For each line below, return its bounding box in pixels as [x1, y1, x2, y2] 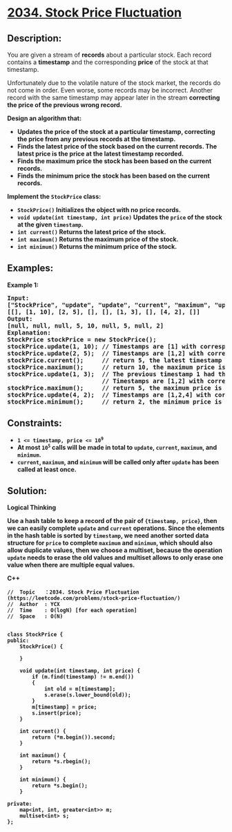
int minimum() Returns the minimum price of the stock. [17, 243, 177, 250]
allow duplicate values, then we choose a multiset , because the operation [7, 546, 223, 554]
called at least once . [17, 465, 77, 473]
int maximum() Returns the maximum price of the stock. [17, 235, 179, 243]
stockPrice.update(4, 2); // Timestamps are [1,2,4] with [7, 390, 212, 399]
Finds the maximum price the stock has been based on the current [17, 157, 212, 165]
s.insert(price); [32, 710, 81, 717]
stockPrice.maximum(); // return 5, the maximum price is [7, 384, 222, 392]
